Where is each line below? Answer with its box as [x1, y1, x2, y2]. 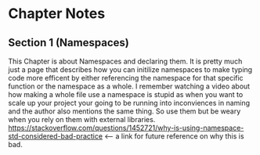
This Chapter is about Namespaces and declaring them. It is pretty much [8, 56, 243, 66]
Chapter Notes [8, 5, 106, 23]
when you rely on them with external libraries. [8, 115, 156, 124]
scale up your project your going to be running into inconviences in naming [8, 99, 251, 107]
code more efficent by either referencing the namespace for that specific [8, 74, 244, 82]
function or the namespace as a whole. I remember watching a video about [8, 81, 251, 91]
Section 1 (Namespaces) [8, 36, 129, 49]
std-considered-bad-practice [8, 132, 103, 141]
